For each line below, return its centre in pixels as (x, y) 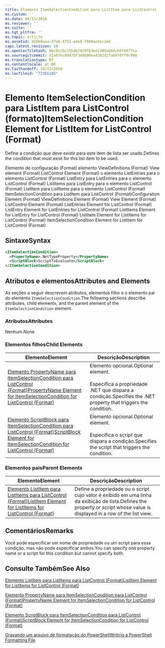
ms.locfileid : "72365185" (31, 74)
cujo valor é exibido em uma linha (113, 495)
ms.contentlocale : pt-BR (30, 64)
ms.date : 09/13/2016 (26, 19)
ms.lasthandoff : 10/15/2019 (34, 69)
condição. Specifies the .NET (123, 396)
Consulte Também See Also (47, 569)
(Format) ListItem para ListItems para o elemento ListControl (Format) (75, 189)
